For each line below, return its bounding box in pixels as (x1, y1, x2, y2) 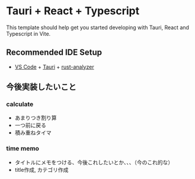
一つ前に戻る (14, 122, 46, 129)
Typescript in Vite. (6, 30, 51, 37)
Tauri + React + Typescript (6, 4, 140, 18)
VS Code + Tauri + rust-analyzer (14, 63, 94, 70)
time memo (6, 145, 40, 153)
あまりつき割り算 (14, 114, 57, 121)
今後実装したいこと (6, 82, 76, 92)
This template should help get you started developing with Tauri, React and (6, 24, 190, 31)
